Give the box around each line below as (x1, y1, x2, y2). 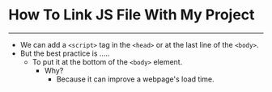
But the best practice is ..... (19, 48, 111, 58)
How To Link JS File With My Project (8, 6, 255, 24)
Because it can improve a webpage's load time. (56, 74, 215, 84)
